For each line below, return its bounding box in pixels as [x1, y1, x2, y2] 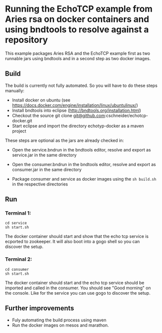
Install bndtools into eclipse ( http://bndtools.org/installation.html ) [12, 107, 141, 113]
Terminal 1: [5, 210, 31, 216]
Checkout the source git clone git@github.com [12, 113, 105, 118]
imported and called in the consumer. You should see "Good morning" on [5, 285, 151, 291]
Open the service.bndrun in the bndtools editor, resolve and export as [12, 147, 151, 152]
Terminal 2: [5, 256, 32, 263]
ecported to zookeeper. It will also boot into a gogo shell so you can [5, 239, 140, 245]
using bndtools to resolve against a [5, 24, 149, 35]
